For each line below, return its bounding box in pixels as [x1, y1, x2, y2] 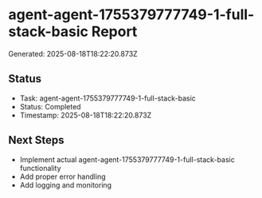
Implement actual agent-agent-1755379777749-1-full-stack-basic [19, 154, 235, 164]
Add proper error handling [19, 172, 106, 181]
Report [91, 22, 138, 41]
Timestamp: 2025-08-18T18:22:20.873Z [19, 110, 152, 120]
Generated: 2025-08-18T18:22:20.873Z [8, 49, 138, 58]
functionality [19, 163, 61, 172]
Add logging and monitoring [19, 180, 112, 189]
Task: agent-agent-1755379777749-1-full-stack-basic [19, 93, 197, 103]
